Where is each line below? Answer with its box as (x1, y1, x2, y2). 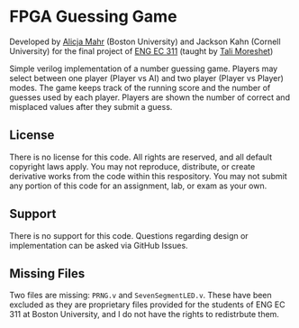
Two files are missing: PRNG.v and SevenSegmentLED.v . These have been (9, 290, 272, 301)
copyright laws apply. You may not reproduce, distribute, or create (9, 160, 256, 172)
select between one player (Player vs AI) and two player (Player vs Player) (9, 72, 284, 83)
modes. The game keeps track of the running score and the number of (9, 82, 271, 93)
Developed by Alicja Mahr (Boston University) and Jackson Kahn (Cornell (9, 36, 281, 47)
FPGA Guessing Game (9, 6, 177, 27)
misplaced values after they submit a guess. (9, 101, 173, 112)
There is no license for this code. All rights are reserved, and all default (9, 151, 273, 162)
